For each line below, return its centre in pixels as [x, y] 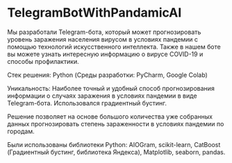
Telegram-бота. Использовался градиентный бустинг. [87, 103]
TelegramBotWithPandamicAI [94, 13]
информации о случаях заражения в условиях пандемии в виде [102, 96]
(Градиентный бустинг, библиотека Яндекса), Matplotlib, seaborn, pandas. [116, 152]
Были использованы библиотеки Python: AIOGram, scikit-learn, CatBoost [114, 144]
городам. [21, 131]
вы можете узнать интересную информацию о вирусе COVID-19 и [105, 54]
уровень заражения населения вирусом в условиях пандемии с [103, 39]
